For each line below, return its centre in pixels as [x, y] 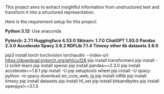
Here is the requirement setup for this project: [51, 22]
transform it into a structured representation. [50, 12]
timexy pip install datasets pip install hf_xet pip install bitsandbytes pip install [82, 81]
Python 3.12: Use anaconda [33, 31]
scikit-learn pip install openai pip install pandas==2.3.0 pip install [75, 66]
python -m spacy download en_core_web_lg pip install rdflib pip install [76, 76]
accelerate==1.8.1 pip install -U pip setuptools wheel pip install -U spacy [78, 71]
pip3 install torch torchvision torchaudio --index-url [57, 55]
